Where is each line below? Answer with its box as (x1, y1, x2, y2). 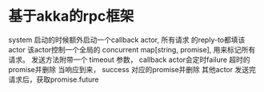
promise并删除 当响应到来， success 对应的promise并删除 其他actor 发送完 (8, 64, 256, 74)
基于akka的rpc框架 (8, 7, 134, 25)
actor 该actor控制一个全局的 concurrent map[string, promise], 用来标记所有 (8, 44, 256, 54)
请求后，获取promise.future (8, 75, 99, 84)
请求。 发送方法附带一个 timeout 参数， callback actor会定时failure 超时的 (8, 55, 250, 64)
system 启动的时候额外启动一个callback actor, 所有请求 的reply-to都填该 (8, 35, 246, 44)
